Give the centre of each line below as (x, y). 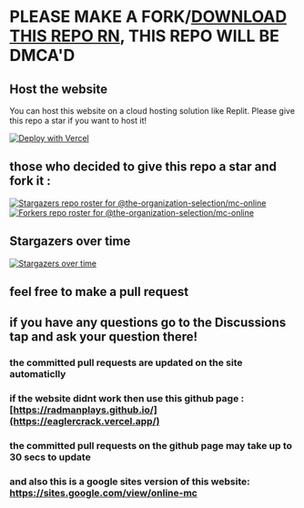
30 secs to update (50, 457)
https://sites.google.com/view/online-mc (103, 493)
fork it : (30, 181)
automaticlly (38, 374)
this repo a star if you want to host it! (78, 121)
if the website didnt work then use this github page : (127, 399)
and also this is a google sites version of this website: (130, 482)
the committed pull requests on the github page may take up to (151, 446)
